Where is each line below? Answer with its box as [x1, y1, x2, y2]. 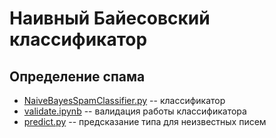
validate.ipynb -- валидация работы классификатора [23, 105, 247, 117]
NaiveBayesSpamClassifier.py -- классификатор [23, 95, 226, 106]
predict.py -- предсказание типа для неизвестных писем [23, 116, 267, 127]
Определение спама [9, 68, 146, 85]
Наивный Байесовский [9, 7, 211, 30]
